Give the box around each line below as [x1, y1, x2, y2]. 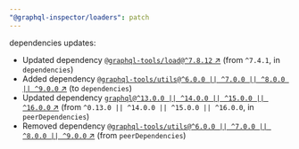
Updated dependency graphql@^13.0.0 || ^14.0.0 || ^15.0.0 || [21, 92, 265, 103]
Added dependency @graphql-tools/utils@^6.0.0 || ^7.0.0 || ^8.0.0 [21, 73, 286, 84]
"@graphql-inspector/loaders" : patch [9, 12, 150, 22]
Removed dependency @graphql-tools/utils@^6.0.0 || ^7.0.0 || [21, 121, 268, 131]
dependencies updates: [9, 37, 96, 48]
